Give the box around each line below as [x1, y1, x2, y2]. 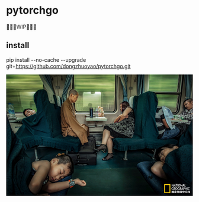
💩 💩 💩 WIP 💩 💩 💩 [6, 23, 37, 30]
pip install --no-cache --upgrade [6, 56, 86, 63]
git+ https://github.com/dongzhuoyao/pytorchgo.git [6, 62, 131, 70]
